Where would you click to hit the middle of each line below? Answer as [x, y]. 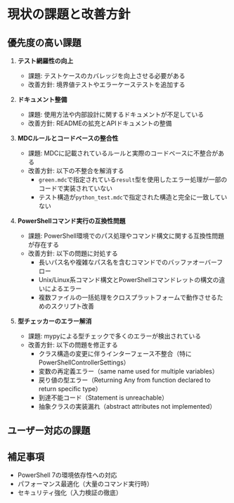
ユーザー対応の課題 [49, 431]
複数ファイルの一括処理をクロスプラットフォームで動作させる [128, 297]
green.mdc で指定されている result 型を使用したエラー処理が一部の [133, 179]
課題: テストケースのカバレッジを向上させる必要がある [106, 76]
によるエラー [63, 288]
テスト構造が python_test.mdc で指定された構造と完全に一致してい [133, 197]
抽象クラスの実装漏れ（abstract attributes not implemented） [127, 406]
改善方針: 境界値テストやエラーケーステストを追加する [106, 84]
